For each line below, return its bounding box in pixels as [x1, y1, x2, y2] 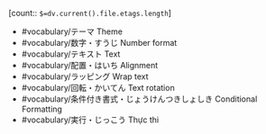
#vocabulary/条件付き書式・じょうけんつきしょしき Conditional [21, 94, 258, 104]
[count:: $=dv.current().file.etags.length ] [8, 8, 172, 18]
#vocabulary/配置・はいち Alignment [21, 60, 159, 70]
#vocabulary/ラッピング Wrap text [21, 71, 150, 82]
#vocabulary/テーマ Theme [21, 26, 124, 37]
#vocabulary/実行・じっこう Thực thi [21, 114, 160, 125]
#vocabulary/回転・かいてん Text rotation [21, 83, 175, 93]
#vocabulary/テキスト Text [21, 49, 121, 59]
